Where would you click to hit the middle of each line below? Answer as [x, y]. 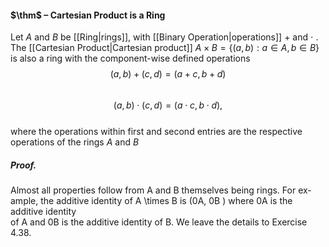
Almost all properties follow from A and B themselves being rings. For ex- [161, 190]
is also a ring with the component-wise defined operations [130, 58]
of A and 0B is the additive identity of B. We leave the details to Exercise [159, 222]
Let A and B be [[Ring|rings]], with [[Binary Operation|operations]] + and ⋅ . [164, 37]
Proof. [23, 165]
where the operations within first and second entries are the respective [156, 132]
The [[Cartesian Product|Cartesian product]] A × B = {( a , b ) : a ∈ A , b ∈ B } [165, 48]
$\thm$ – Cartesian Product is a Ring [88, 15]
